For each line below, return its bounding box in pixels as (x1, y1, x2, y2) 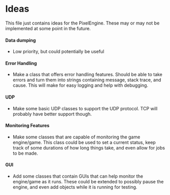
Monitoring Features (5, 123, 50, 129)
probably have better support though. (12, 111, 92, 117)
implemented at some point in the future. (5, 25, 91, 31)
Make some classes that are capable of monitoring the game (12, 134, 140, 140)
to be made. (12, 150, 38, 156)
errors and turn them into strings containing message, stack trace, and (12, 77, 162, 83)
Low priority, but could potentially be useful (12, 48, 105, 55)
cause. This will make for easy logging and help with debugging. (12, 82, 149, 88)
